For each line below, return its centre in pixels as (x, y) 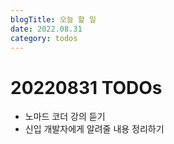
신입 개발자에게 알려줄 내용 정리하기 (94, 129)
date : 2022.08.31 (46, 29)
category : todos (44, 38)
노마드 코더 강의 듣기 (65, 117)
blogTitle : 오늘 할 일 (53, 19)
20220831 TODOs (86, 87)
